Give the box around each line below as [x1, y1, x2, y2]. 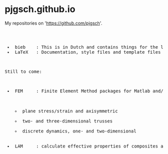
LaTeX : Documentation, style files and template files [15, 49, 161, 55]
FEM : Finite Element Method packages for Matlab [15, 88, 150, 94]
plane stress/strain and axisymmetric [22, 108, 118, 114]
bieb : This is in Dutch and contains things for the [15, 44, 158, 50]
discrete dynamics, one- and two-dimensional [22, 128, 137, 134]
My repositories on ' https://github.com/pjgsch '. [5, 20, 103, 26]
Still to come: [5, 69, 42, 74]
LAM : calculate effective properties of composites [15, 143, 158, 149]
